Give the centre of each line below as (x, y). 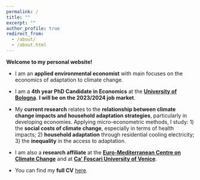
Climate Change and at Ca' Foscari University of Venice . (86, 159)
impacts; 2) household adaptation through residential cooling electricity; (104, 134)
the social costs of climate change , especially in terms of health (94, 128)
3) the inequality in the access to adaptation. (70, 141)
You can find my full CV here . (51, 170)
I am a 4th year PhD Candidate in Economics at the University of (96, 91)
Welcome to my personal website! (49, 62)
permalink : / (22, 12)
